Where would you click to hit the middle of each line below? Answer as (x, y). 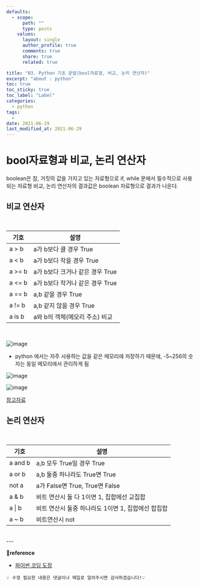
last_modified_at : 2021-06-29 (44, 129)
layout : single (41, 40)
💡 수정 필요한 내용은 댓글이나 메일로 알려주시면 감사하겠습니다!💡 (76, 578)
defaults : (19, 12)
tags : (13, 112)
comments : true (41, 51)
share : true (37, 57)
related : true (40, 62)
